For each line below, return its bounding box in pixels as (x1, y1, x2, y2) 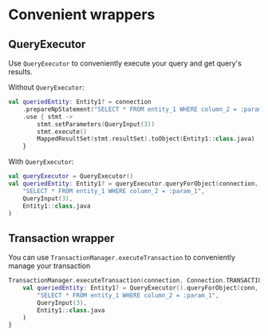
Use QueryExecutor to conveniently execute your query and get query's (8, 58, 242, 68)
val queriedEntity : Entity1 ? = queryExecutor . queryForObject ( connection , (8, 180, 259, 188)
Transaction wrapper (8, 231, 115, 245)
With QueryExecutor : (8, 157, 74, 167)
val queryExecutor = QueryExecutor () (8, 172, 134, 180)
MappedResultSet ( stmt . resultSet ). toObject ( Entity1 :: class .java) (37, 135, 255, 143)
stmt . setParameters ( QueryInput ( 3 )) (37, 120, 156, 128)
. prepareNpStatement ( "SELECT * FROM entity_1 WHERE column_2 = (22, 105, 238, 113)
